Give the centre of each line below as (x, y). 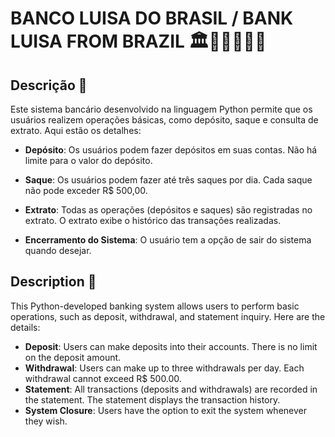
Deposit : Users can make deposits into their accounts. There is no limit (171, 346)
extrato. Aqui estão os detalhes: (76, 130)
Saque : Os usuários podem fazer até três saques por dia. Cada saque (168, 180)
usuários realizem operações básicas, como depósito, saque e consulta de (164, 120)
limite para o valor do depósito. (88, 160)
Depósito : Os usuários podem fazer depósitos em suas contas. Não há (171, 150)
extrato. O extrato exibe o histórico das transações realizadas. (153, 220)
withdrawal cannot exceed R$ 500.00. (103, 378)
